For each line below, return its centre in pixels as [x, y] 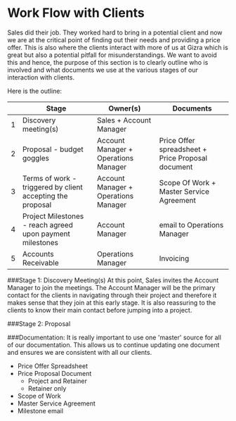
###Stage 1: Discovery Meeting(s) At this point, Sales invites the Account [113, 280]
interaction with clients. [41, 77]
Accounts [38, 253]
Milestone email [40, 410]
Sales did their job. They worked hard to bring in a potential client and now [115, 32]
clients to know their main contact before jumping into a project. [100, 310]
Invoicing [174, 258]
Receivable [41, 263]
